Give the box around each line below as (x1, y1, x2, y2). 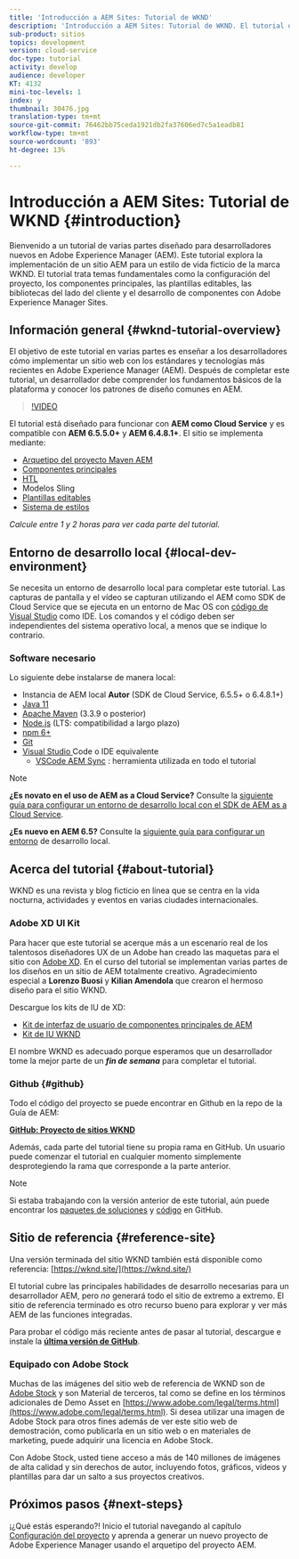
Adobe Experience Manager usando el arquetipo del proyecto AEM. (9, 1539, 257, 1550)
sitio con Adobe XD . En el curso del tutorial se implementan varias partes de (9, 956, 288, 967)
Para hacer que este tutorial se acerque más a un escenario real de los (9, 937, 269, 948)
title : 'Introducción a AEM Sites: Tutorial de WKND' (9, 12, 214, 22)
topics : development (9, 37, 86, 47)
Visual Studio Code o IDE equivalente (21, 746, 159, 757)
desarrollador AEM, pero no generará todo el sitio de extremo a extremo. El (9, 1290, 285, 1301)
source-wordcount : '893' (9, 137, 101, 146)
